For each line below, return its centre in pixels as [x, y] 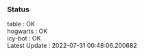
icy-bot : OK [24, 38]
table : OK [21, 24]
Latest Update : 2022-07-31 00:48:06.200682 [72, 46]
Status [18, 9]
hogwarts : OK [27, 31]
